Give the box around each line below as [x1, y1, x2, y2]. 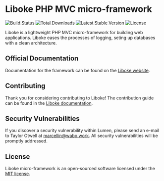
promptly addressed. [5, 138, 48, 144]
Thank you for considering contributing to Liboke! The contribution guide [5, 95, 154, 101]
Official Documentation [5, 54, 79, 63]
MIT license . [5, 171, 31, 177]
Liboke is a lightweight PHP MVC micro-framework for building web [5, 29, 143, 35]
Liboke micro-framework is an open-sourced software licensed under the [5, 166, 155, 172]
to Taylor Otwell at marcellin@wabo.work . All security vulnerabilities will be [5, 133, 158, 139]
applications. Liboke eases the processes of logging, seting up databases [5, 35, 156, 41]
